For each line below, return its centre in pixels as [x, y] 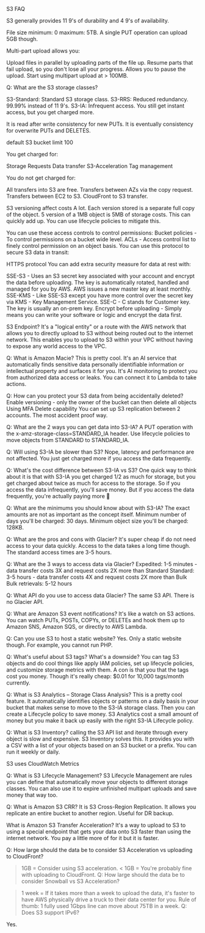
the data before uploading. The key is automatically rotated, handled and [98, 282]
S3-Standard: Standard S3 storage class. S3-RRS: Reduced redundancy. [97, 99]
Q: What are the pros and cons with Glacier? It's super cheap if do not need [101, 539]
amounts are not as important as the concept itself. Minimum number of [96, 514]
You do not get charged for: [41, 178]
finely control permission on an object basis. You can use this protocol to [98, 246]
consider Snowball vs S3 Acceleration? [70, 881]
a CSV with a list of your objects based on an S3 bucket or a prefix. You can [102, 745]
